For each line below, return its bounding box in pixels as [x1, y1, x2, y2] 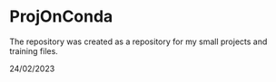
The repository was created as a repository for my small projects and [9, 36, 268, 47]
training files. [9, 45, 59, 56]
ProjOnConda [9, 6, 113, 27]
